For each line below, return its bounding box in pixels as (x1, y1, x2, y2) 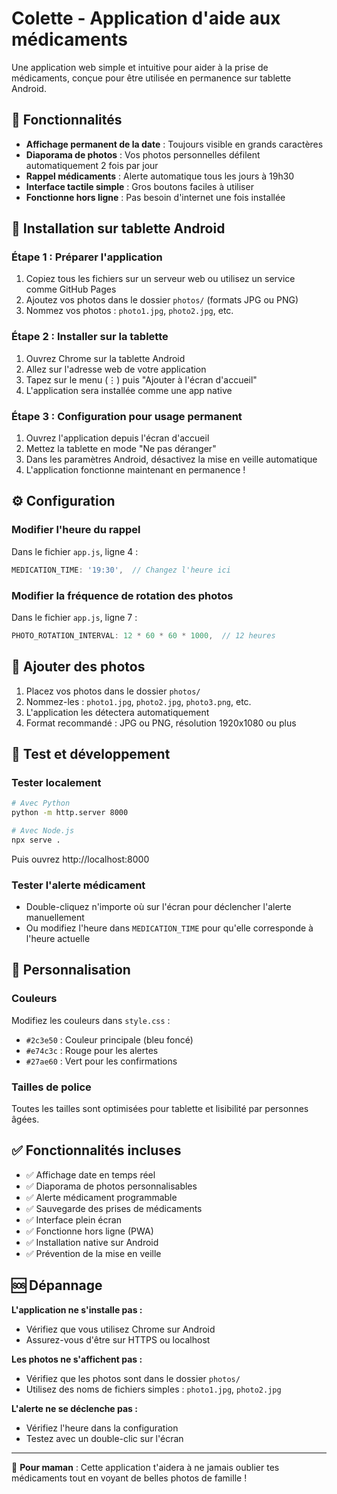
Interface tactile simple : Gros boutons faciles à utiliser (25, 180, 254, 192)
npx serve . (11, 835, 61, 845)
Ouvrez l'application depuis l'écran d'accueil (25, 432, 210, 444)
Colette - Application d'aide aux (11, 7, 281, 30)
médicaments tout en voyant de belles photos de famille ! (11, 1472, 248, 1484)
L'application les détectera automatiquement (25, 706, 210, 718)
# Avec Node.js (11, 826, 75, 836)
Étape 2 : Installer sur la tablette (11, 330, 169, 344)
